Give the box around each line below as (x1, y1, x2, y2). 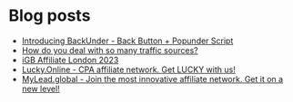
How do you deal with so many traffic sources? (21, 44, 198, 55)
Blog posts (8, 5, 91, 26)
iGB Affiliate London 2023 (21, 54, 119, 65)
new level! (21, 83, 60, 94)
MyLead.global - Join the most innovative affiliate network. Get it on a (21, 73, 284, 84)
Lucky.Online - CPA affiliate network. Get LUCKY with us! (21, 64, 236, 75)
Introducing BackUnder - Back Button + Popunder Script (21, 35, 234, 46)
